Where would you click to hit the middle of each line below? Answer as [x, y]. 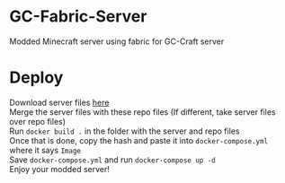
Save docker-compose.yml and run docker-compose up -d [112, 160]
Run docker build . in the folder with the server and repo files [125, 131]
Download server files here [59, 102]
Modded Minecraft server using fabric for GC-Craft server [117, 41]
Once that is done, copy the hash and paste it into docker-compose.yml [138, 140]
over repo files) [37, 121]
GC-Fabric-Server [78, 17]
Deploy [36, 78]
